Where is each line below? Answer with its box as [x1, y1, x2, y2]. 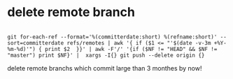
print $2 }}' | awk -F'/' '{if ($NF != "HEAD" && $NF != [44, 45, 218, 52]
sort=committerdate [7, 39, 64, 46]
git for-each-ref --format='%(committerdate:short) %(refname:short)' [7, 33, 218, 41]
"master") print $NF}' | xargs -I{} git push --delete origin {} [7, 52, 205, 59]
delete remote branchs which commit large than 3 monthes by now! [7, 64, 202, 72]
